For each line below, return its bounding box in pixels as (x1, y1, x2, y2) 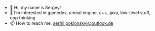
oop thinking (9, 15, 36, 20)
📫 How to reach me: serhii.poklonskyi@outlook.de (9, 20, 114, 26)
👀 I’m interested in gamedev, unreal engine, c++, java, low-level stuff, (9, 10, 151, 15)
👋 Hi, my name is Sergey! (9, 5, 61, 10)
